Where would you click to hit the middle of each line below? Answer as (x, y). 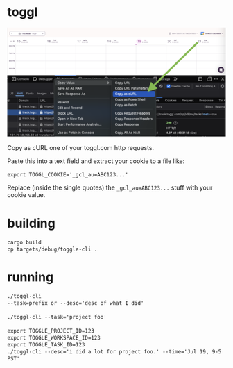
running (31, 277)
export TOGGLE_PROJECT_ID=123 (51, 331)
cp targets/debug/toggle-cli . (52, 250)
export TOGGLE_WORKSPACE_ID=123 (54, 338)
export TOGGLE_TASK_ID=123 (46, 345)
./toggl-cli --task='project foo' (57, 317)
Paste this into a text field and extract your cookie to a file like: (96, 161)
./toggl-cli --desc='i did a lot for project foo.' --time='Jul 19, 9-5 (114, 352)
